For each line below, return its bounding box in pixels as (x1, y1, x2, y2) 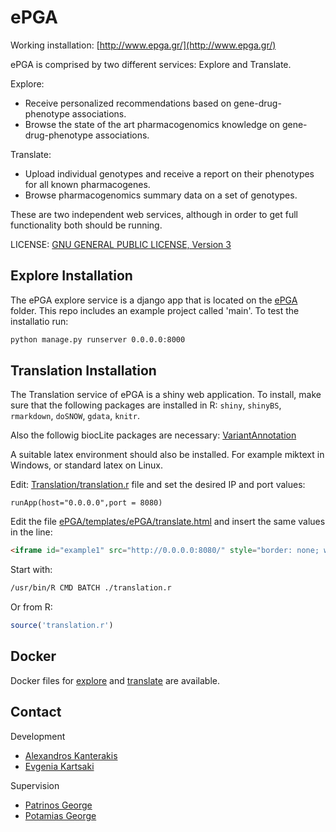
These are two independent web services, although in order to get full (10, 208, 298, 220)
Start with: (10, 564, 53, 576)
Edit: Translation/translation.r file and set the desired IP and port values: (10, 479, 306, 491)
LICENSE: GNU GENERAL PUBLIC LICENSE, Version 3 (10, 238, 232, 250)
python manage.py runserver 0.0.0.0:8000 (10, 334, 186, 345)
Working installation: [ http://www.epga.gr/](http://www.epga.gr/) (10, 39, 277, 51)
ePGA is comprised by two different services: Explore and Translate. (10, 58, 292, 70)
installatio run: (10, 315, 69, 327)
